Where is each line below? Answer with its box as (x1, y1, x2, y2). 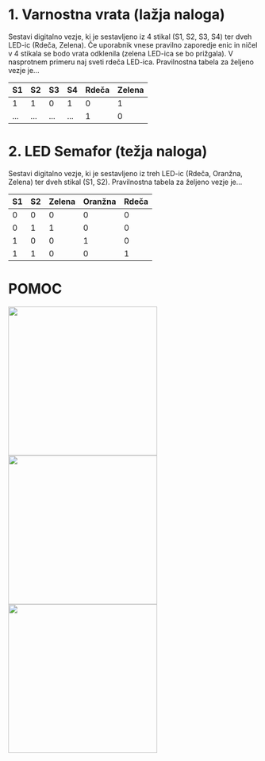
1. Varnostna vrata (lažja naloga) (8, 6, 225, 24)
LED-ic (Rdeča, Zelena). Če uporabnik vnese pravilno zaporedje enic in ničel (8, 40, 258, 49)
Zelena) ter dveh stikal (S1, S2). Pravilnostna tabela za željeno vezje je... (8, 177, 243, 186)
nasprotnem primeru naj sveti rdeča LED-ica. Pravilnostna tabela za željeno (8, 57, 254, 67)
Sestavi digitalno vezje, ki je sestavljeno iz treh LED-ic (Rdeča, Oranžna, (8, 168, 244, 178)
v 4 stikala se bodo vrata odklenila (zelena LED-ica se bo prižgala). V (8, 48, 234, 58)
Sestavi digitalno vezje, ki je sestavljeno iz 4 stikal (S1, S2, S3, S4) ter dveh (8, 32, 252, 41)
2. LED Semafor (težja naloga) (8, 143, 208, 160)
